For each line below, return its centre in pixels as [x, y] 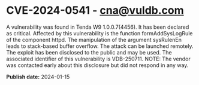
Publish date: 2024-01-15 [38, 77]
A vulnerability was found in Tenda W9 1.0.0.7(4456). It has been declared [98, 27]
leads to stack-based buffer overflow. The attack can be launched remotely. [100, 46]
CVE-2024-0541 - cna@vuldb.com [95, 10]
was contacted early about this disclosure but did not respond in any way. [97, 65]
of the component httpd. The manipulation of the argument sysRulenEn [94, 40]
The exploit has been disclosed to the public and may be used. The [89, 52]
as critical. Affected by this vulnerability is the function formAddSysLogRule [99, 33]
